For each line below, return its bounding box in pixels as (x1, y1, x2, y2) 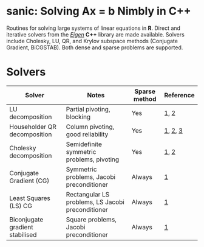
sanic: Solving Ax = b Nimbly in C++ (6, 4, 191, 18)
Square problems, (66, 215, 117, 223)
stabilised (9, 230, 37, 238)
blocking (66, 113, 91, 121)
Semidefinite (66, 140, 102, 148)
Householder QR (9, 122, 56, 131)
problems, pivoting (66, 155, 120, 164)
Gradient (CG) (9, 176, 50, 185)
